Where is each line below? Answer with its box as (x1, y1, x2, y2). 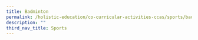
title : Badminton (6, 8, 49, 15)
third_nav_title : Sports (6, 25, 67, 31)
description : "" (6, 19, 46, 25)
